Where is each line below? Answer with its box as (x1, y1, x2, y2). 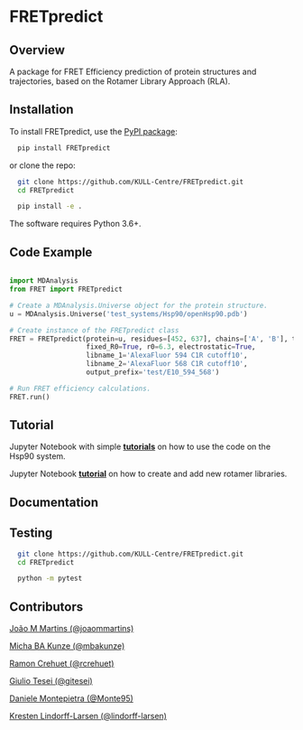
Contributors (9, 599, 84, 614)
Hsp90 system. (9, 451, 66, 462)
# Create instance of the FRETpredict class (9, 325, 179, 335)
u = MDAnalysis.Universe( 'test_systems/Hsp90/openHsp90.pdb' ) (9, 309, 248, 318)
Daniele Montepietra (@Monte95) (9, 693, 133, 704)
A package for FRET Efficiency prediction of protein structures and (9, 66, 257, 77)
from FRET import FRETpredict (9, 285, 124, 294)
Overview (9, 42, 66, 58)
